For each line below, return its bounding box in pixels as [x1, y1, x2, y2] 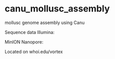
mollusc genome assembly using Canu [5, 19, 85, 25]
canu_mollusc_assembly [5, 3, 110, 14]
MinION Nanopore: [5, 38, 44, 45]
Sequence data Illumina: [5, 29, 55, 35]
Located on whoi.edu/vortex [5, 48, 63, 54]
